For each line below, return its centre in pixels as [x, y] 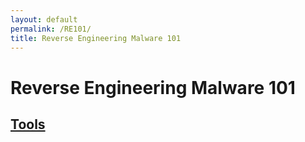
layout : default [44, 19]
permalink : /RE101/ [51, 29]
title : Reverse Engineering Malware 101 [96, 38]
